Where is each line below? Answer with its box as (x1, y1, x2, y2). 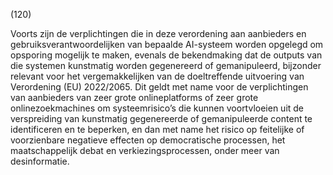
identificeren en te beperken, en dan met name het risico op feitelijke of (10, 124, 305, 135)
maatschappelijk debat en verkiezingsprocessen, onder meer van (10, 145, 280, 156)
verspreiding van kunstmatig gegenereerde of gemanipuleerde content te (10, 113, 313, 124)
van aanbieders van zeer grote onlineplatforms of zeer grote (10, 92, 259, 103)
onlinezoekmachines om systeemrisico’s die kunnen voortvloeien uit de (10, 102, 305, 114)
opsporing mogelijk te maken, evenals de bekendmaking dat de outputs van (10, 49, 323, 61)
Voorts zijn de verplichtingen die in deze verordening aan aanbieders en (10, 28, 307, 39)
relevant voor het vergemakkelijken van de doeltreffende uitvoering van (10, 70, 305, 82)
